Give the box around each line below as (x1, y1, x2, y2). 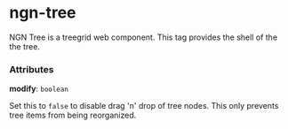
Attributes (9, 63, 54, 75)
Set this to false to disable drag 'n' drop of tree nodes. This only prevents (9, 101, 279, 111)
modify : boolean (9, 83, 69, 95)
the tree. (9, 41, 40, 51)
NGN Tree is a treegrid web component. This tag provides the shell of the (9, 32, 278, 42)
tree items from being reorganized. (9, 110, 137, 121)
